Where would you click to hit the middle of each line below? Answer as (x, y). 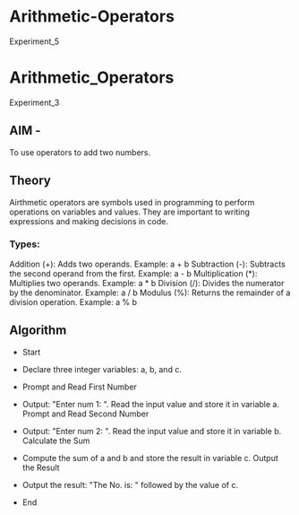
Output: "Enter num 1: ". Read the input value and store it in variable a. (151, 404)
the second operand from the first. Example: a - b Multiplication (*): (133, 273)
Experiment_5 (34, 41)
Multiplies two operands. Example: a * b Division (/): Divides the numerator (147, 283)
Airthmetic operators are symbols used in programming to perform (132, 202)
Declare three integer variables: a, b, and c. (102, 369)
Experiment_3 (34, 102)
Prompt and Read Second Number (85, 414)
